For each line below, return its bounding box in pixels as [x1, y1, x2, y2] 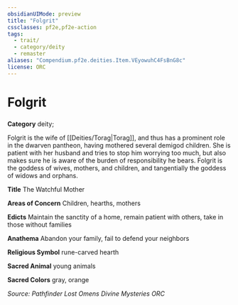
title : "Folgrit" [7, 17, 59, 24]
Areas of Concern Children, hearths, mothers [7, 199, 141, 207]
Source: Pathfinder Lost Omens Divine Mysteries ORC [7, 289, 166, 298]
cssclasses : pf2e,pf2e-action [7, 24, 97, 31]
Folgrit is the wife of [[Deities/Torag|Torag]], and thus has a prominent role [7, 133, 225, 142]
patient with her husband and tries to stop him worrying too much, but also [7, 148, 226, 157]
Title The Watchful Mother [7, 185, 85, 193]
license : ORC [7, 63, 46, 71]
